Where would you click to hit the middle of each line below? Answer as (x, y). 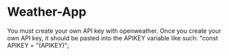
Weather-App (47, 12)
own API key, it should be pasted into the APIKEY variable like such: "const (113, 38)
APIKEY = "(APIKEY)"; (38, 45)
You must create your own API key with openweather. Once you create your (114, 31)
